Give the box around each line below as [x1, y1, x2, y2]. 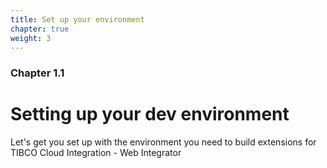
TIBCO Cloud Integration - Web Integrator [10, 147, 182, 159]
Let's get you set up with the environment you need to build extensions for [10, 136, 317, 148]
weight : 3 [10, 33, 52, 43]
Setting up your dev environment [10, 103, 290, 126]
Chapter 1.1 [10, 66, 65, 80]
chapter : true [10, 24, 70, 34]
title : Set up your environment [10, 14, 145, 25]
